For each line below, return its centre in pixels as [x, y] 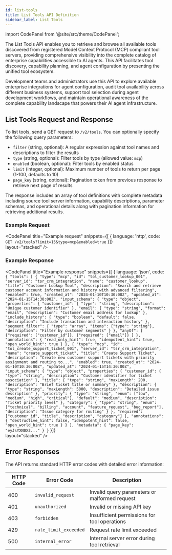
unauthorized [51, 506]
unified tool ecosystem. [30, 71]
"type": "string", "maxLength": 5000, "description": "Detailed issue [82, 389]
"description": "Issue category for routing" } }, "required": [74, 412]
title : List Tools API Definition [42, 15]
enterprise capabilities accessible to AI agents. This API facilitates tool [79, 61]
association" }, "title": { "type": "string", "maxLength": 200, [76, 380]
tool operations [108, 521]
